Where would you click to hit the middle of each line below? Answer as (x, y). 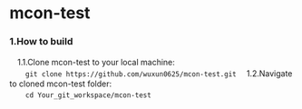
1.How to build (41, 42)
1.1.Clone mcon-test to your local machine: (96, 63)
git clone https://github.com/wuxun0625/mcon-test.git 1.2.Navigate (159, 74)
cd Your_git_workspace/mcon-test (88, 95)
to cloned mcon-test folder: (60, 84)
